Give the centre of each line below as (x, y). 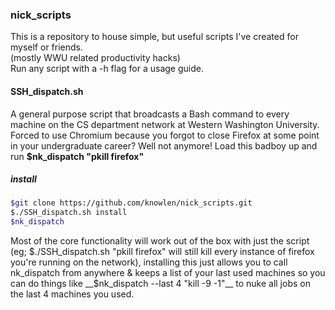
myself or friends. (46, 47)
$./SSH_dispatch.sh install (69, 213)
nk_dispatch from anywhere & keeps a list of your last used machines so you (168, 273)
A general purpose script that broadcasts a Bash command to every (150, 114)
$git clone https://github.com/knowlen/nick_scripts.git (131, 203)
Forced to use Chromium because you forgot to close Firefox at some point (165, 135)
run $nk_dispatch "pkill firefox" (77, 156)
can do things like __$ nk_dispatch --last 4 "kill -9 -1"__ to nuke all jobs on (160, 284)
